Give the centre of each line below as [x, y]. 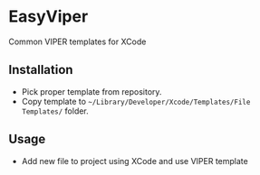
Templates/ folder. [55, 111]
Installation [41, 70]
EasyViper [48, 17]
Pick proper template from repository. [91, 91]
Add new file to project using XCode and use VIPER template [135, 161]
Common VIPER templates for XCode [77, 41]
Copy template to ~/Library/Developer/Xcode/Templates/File [136, 101]
